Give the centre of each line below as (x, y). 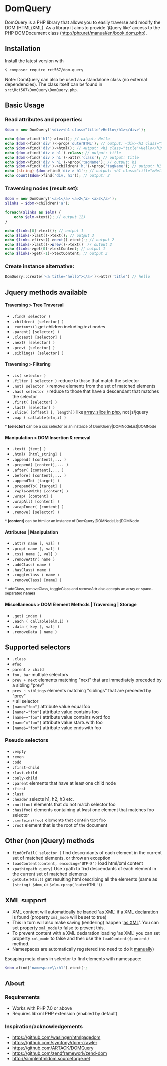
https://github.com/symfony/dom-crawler (55, 1043)
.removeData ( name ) (35, 632)
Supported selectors (38, 647)
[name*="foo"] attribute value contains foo (56, 712)
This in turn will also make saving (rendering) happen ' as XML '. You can (85, 923)
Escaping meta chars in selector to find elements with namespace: (73, 959)
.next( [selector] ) (34, 343)
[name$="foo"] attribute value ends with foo (57, 728)
